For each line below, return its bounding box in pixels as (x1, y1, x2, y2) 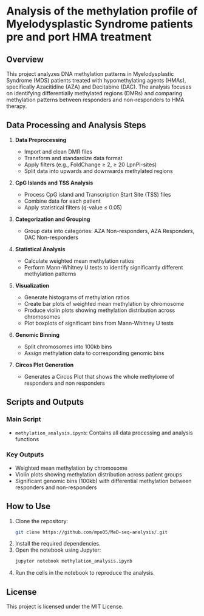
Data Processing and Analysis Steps (6, 120, 147, 130)
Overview (6, 54, 44, 64)
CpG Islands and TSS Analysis (15, 179, 93, 186)
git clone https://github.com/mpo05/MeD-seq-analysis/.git (15, 529, 168, 535)
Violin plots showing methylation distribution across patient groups (15, 470, 182, 478)
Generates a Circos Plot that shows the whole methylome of (24, 373, 175, 380)
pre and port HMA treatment (6, 30, 152, 44)
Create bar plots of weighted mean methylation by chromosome (24, 300, 184, 307)
